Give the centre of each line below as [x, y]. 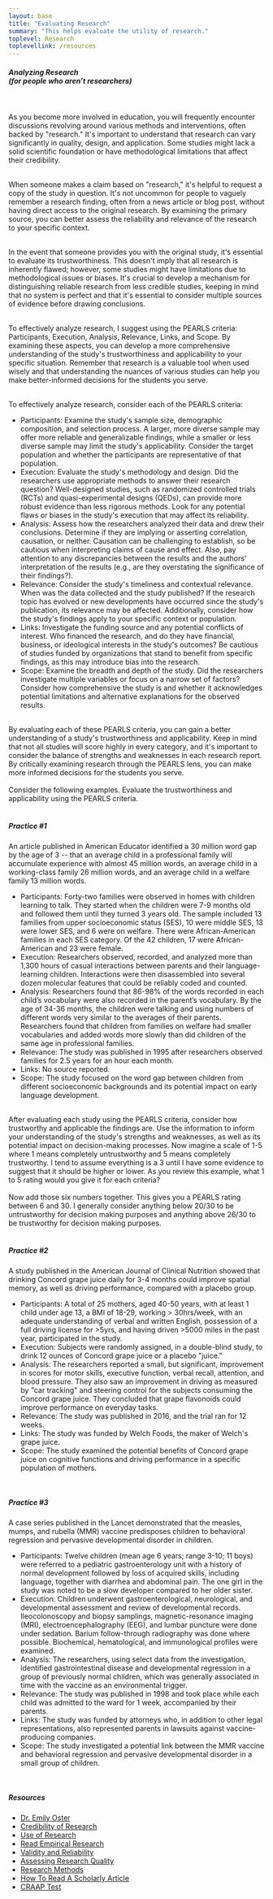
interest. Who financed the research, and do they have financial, [128, 636]
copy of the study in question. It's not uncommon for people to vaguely [127, 193]
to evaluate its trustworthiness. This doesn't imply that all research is [123, 261]
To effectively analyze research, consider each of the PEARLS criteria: [126, 405]
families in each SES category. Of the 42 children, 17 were [117, 940]
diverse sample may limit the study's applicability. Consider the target [136, 446]
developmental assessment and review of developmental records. [130, 1607]
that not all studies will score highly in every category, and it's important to [133, 747]
